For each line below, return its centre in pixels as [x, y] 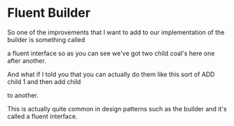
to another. [23, 95]
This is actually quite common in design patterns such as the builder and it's [117, 108]
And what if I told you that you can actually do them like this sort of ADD [111, 74]
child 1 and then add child [44, 81]
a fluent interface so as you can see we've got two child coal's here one [111, 53]
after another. [27, 60]
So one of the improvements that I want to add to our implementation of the [116, 32]
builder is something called [46, 39]
